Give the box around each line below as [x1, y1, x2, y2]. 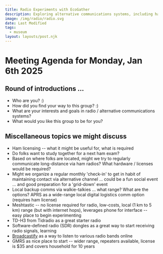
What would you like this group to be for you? [12, 118, 103, 124]
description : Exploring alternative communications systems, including [5, 12, 153, 17]
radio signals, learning [12, 228, 57, 234]
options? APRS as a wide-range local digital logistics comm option [12, 191, 145, 197]
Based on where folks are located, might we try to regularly [12, 155, 131, 161]
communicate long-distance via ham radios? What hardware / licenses [12, 161, 153, 167]
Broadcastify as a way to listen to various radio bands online [12, 233, 133, 238]
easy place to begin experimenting [12, 212, 81, 218]
